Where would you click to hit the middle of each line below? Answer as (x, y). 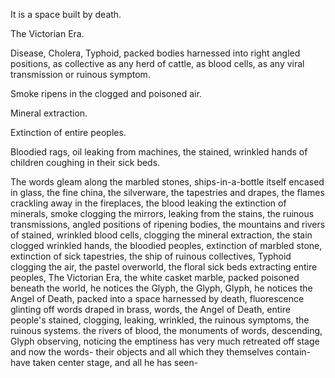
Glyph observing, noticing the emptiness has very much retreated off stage (165, 341)
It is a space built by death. (66, 14)
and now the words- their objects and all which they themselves (142, 352)
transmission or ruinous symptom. (80, 74)
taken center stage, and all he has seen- (115, 362)
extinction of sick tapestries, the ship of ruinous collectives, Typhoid (151, 256)
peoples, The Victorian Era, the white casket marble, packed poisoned (155, 277)
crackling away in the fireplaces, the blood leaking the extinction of (148, 203)
